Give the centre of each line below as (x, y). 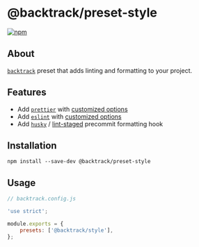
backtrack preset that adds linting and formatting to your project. (100, 70)
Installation (32, 145)
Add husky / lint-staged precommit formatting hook (90, 123)
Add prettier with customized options (72, 109)
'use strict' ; (28, 212)
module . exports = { (35, 223)
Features (27, 93)
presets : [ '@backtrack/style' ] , (66, 230)
